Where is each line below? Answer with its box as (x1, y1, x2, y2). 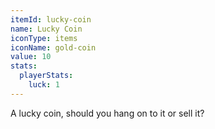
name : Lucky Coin (10, 24, 83, 34)
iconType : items (10, 33, 78, 43)
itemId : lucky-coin (10, 14, 92, 25)
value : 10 (10, 52, 52, 62)
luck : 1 (28, 80, 60, 90)
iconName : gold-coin (10, 42, 97, 53)
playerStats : (19, 71, 74, 81)
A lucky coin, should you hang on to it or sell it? (10, 107, 205, 119)
